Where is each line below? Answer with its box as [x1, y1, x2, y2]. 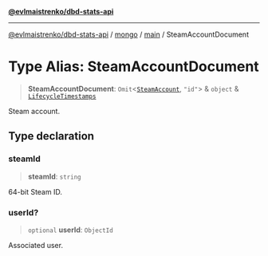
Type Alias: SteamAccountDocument [8, 57, 259, 76]
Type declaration [8, 129, 94, 143]
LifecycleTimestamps [27, 92, 97, 100]
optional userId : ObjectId [27, 225, 113, 234]
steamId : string [27, 171, 81, 181]
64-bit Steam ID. [8, 187, 62, 196]
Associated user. [8, 240, 64, 250]
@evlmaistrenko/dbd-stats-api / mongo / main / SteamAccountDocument [8, 30, 250, 39]
